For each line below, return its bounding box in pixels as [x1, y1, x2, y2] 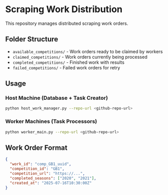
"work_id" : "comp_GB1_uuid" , [10, 162, 72, 167]
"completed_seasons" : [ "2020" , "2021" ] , [10, 176, 96, 181]
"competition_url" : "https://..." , [10, 171, 85, 176]
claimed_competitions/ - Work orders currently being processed [12, 54, 148, 60]
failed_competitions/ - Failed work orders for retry [12, 64, 120, 70]
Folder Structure [5, 35, 58, 44]
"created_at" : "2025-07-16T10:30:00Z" [10, 180, 92, 185]
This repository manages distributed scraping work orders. [5, 20, 128, 26]
